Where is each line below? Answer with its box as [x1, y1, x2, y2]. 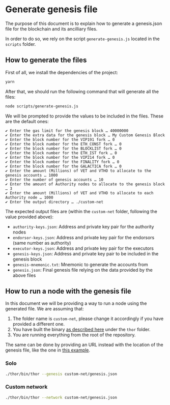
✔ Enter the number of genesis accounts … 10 [5, 177, 103, 182]
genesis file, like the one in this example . [5, 347, 91, 353]
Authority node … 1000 [5, 195, 53, 200]
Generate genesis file [5, 4, 98, 15]
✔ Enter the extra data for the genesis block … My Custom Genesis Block [5, 132, 165, 138]
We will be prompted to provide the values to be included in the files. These [5, 113, 164, 119]
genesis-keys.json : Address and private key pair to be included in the [12, 250, 159, 256]
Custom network [5, 383, 48, 390]
